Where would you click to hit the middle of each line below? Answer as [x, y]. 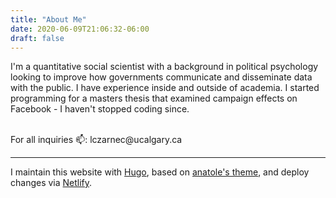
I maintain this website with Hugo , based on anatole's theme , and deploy [160, 172]
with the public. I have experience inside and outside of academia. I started [165, 88]
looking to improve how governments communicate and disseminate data [161, 77]
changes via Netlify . [51, 183]
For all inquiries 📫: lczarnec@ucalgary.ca [96, 140]
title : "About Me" [48, 19]
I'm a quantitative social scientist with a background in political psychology [164, 67]
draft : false [37, 38]
